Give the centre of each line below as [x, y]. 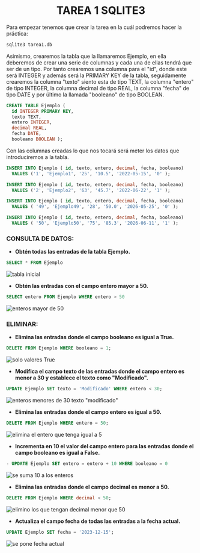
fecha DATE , [27, 134]
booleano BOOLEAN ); [37, 139]
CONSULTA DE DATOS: [40, 239]
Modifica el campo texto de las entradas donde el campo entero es [100, 372]
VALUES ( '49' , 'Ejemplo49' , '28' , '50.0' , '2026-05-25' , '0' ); [95, 207]
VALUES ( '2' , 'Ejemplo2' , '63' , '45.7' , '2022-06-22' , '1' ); [91, 190]
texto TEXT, [27, 117]
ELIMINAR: [22, 324]
